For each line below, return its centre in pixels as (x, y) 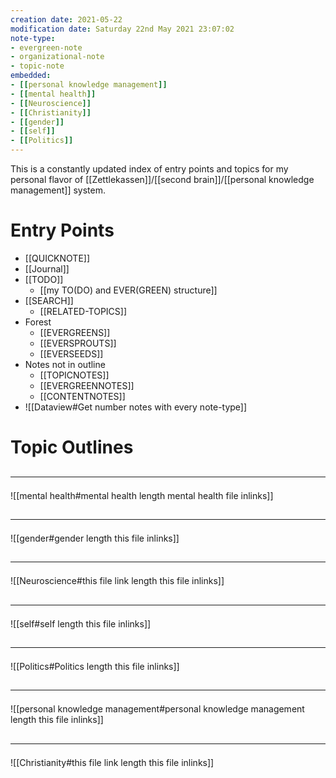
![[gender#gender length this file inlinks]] (95, 538)
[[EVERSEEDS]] (71, 353)
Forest (38, 322)
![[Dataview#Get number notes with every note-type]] (136, 407)
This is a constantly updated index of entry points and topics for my (149, 169)
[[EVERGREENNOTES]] (87, 385)
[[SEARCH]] (49, 300)
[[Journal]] (47, 268)
